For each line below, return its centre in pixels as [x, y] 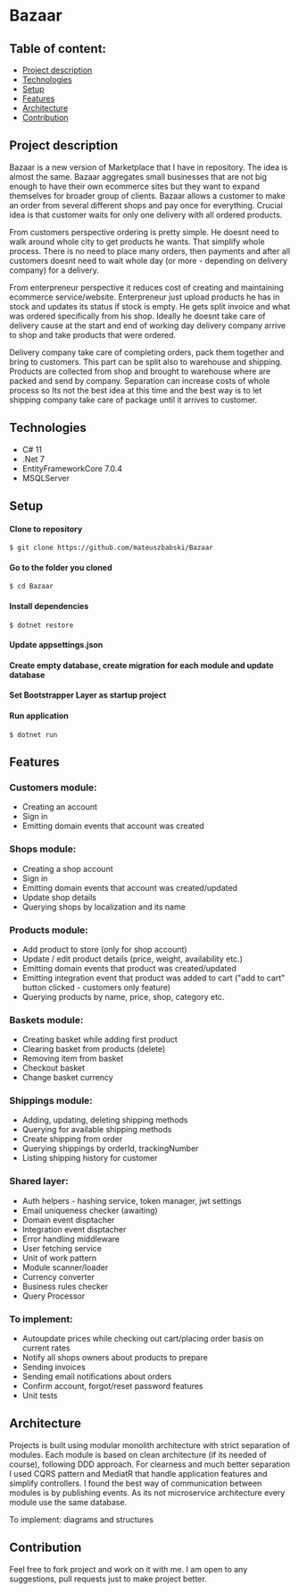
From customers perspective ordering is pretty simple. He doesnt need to [144, 232]
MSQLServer [46, 478]
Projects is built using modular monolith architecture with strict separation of [149, 1445]
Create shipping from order [72, 1139]
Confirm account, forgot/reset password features [112, 1386]
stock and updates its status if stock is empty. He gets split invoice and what [150, 306]
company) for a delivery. [54, 270]
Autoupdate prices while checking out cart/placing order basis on [143, 1339]
